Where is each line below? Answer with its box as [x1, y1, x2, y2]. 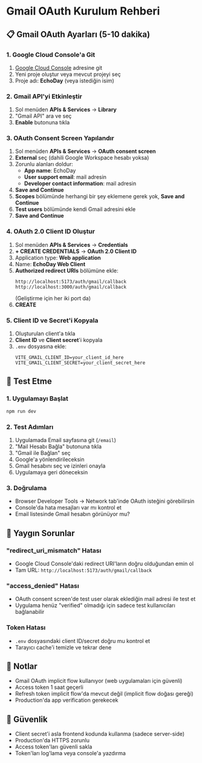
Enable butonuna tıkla [15, 119, 70, 126]
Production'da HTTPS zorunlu [15, 737, 90, 744]
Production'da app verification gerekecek [15, 696, 119, 704]
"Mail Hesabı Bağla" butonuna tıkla [15, 443, 102, 450]
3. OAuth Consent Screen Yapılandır [6, 134, 114, 143]
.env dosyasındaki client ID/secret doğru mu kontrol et [15, 637, 150, 644]
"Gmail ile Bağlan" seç [15, 449, 71, 456]
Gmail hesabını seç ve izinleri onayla [15, 462, 106, 469]
